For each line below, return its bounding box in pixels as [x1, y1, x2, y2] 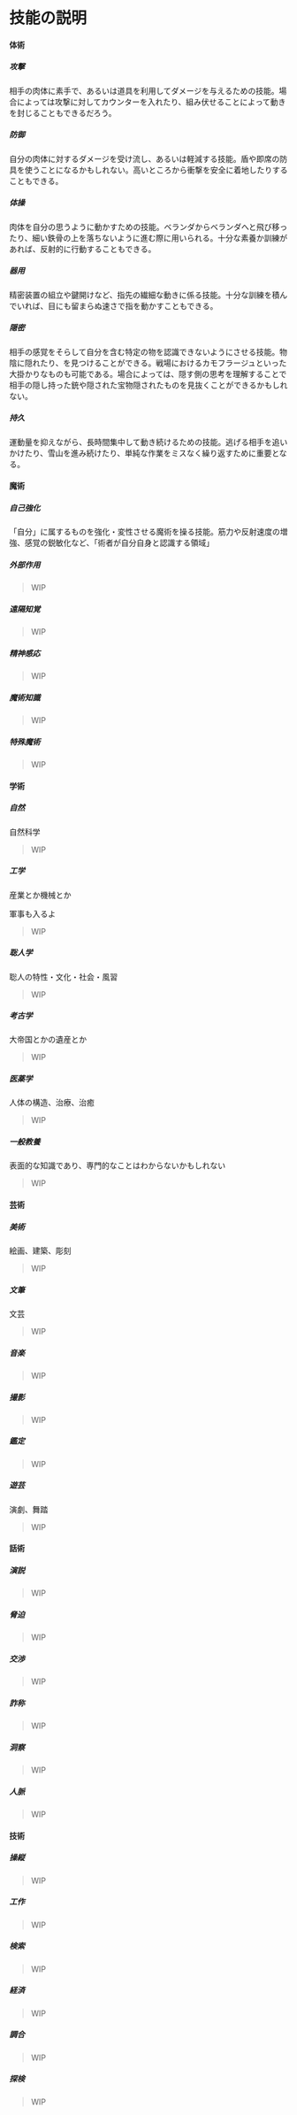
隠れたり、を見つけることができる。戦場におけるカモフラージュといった [24, 358, 287, 368]
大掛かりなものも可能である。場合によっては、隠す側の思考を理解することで [9, 368, 287, 379]
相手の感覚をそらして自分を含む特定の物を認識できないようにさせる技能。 [9, 346, 280, 357]
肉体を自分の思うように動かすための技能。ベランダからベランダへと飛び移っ [9, 221, 288, 232]
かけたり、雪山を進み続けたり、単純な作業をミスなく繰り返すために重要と [9, 448, 280, 458]
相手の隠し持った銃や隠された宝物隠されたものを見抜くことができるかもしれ [9, 380, 288, 390]
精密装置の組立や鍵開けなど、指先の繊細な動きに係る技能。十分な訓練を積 [9, 289, 280, 300]
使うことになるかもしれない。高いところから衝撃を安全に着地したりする [24, 165, 288, 175]
